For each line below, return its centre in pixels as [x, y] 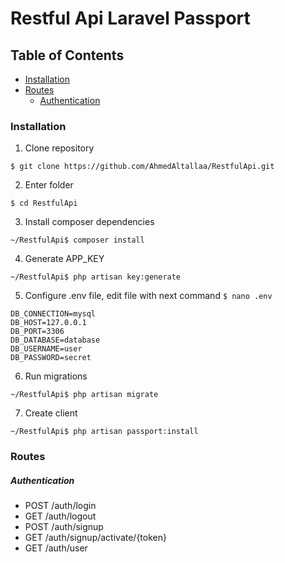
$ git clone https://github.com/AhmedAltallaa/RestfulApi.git [142, 167]
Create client [51, 413]
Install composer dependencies [89, 222]
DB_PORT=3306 [37, 332]
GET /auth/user [56, 548]
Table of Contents [67, 55]
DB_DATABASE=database [55, 340]
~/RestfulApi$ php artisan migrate [84, 395]
